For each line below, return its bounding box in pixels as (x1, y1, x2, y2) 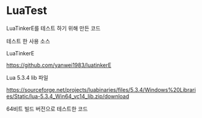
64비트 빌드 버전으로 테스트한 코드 (6, 105, 88, 113)
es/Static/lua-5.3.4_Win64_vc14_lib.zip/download (6, 92, 130, 100)
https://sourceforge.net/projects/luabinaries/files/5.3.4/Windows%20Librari (6, 86, 196, 93)
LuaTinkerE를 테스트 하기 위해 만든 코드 (6, 24, 101, 32)
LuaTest (6, 4, 47, 18)
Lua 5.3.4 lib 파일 (6, 74, 49, 81)
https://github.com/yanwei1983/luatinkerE (6, 61, 111, 69)
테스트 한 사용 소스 (6, 37, 50, 44)
